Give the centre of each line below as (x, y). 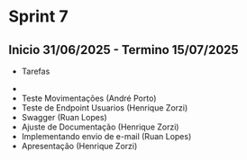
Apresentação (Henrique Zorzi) (79, 146)
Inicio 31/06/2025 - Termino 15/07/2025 (124, 50)
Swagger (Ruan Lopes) (64, 117)
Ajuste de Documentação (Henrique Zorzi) (100, 127)
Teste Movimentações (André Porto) (89, 98)
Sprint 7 (38, 17)
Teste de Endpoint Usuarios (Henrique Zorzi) (105, 108)
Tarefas (36, 71)
